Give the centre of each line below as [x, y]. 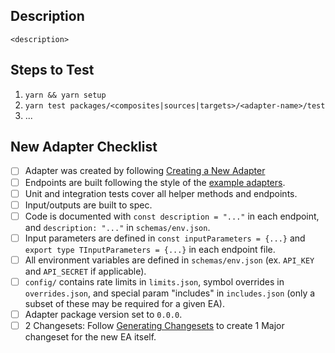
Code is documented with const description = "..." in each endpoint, [172, 216]
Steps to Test [52, 70]
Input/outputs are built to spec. [88, 205]
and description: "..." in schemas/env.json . [117, 227]
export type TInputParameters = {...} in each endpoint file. [150, 249]
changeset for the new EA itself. [90, 337]
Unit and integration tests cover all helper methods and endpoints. [161, 193]
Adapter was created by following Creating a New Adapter [145, 171]
